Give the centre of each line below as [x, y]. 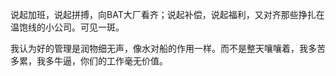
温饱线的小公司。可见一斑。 [67, 27]
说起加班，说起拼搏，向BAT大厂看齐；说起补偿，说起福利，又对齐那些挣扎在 [167, 14]
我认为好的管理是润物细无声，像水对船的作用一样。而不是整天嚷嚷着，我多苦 [168, 48]
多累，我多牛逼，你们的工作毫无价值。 [89, 61]
